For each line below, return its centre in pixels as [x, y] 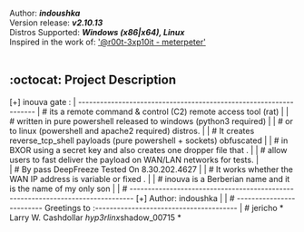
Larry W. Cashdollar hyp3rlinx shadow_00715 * [95, 217]
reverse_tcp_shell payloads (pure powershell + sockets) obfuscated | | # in [149, 140]
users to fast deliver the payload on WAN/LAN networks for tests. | [134, 159]
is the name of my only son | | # [69, 188]
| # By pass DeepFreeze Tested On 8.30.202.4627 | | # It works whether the [151, 169]
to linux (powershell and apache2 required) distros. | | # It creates [132, 130]
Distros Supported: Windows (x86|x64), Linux [97, 32]
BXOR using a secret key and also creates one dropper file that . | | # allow [148, 150]
